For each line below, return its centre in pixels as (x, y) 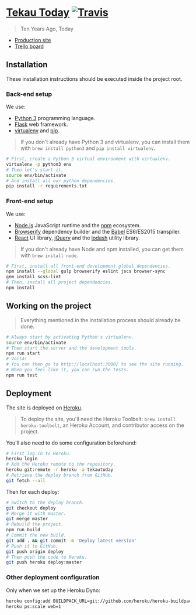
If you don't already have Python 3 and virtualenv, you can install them (105, 142)
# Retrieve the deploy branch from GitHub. (60, 475)
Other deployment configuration (53, 578)
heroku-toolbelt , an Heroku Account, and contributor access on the (102, 425)
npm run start (23, 353)
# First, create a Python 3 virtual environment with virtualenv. (88, 159)
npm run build (23, 530)
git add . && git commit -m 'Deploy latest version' (71, 541)
